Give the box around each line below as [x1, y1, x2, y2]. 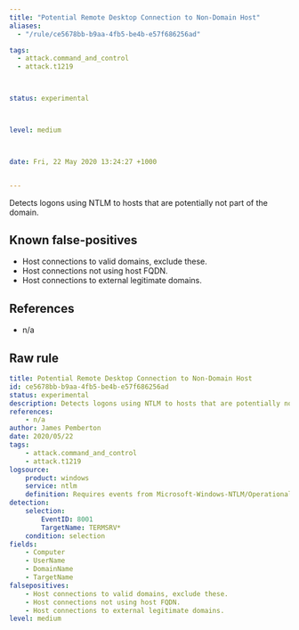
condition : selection [25, 531, 105, 540]
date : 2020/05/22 [9, 432, 74, 441]
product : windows [25, 473, 90, 482]
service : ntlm [25, 482, 77, 491]
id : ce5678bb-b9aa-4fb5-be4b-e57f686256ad [9, 382, 169, 391]
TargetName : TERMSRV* [41, 523, 122, 532]
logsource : [9, 465, 50, 474]
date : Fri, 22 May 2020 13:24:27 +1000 [9, 157, 158, 166]
